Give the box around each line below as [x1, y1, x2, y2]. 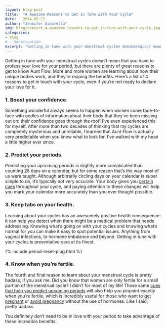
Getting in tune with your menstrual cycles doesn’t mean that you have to [5, 57, 154, 63]
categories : [5, 30, 30, 35]
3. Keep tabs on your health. [5, 201, 75, 208]
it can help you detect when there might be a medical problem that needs [5, 218, 155, 224]
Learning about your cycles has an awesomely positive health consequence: [5, 212, 161, 218]
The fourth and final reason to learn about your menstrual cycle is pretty [5, 272, 152, 278]
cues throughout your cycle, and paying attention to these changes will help [5, 184, 160, 189]
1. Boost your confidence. [5, 96, 68, 103]
